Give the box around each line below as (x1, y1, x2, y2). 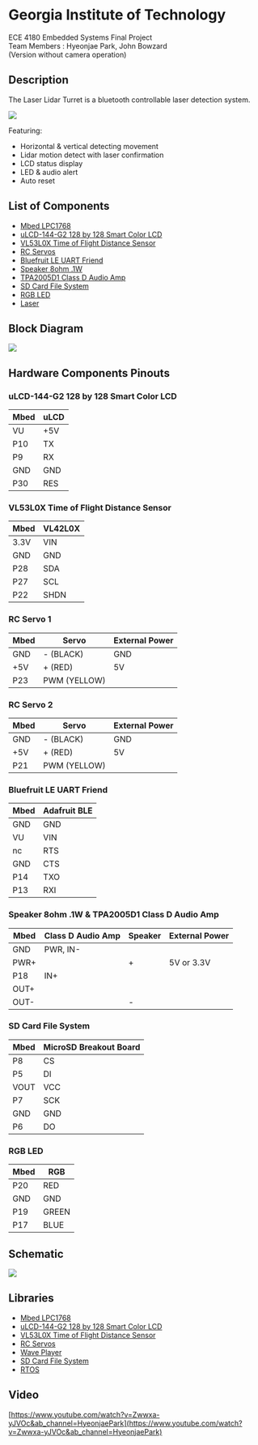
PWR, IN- (44, 943, 81, 955)
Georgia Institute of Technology (8, 6, 226, 24)
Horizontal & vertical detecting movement (19, 141, 159, 151)
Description (8, 73, 69, 87)
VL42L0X (43, 523, 81, 534)
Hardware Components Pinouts (8, 366, 170, 380)
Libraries (8, 1291, 54, 1306)
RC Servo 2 (8, 699, 53, 710)
